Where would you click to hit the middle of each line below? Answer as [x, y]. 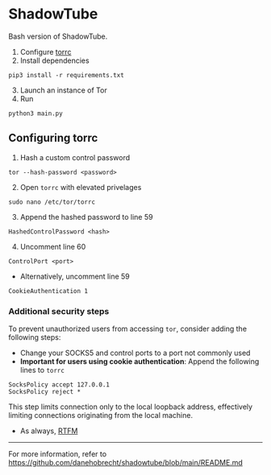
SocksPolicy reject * [45, 392]
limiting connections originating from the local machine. [101, 415]
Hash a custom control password [75, 157]
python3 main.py [35, 114]
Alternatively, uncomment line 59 [75, 276]
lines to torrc [42, 370]
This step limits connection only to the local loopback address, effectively [130, 407]
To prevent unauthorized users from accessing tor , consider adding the [128, 329]
